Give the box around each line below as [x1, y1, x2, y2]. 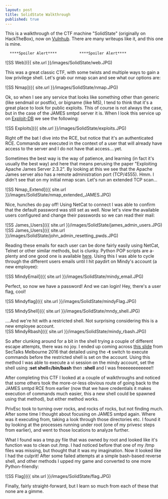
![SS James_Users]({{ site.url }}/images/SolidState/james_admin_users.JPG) [5, 222, 162, 228]
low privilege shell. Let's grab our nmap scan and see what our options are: [5, 75, 161, 81]
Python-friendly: [5, 463, 39, 470]
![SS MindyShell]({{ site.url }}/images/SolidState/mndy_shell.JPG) [5, 308, 140, 314]
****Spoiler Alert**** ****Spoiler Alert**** [10, 51, 127, 56]
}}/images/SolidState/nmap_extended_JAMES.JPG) [5, 192, 111, 198]
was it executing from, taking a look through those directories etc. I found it [5, 417, 160, 423]
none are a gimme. [5, 488, 44, 494]
